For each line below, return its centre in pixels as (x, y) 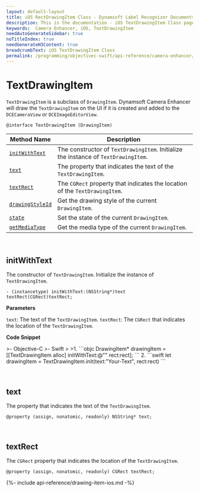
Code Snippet (23, 337)
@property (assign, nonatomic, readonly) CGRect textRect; (81, 472)
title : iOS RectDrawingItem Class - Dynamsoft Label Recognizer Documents (100, 17)
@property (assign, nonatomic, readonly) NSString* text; (79, 417)
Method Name (31, 139)
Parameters (21, 308)
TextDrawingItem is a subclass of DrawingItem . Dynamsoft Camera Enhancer (98, 101)
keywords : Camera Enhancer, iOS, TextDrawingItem (70, 28)
